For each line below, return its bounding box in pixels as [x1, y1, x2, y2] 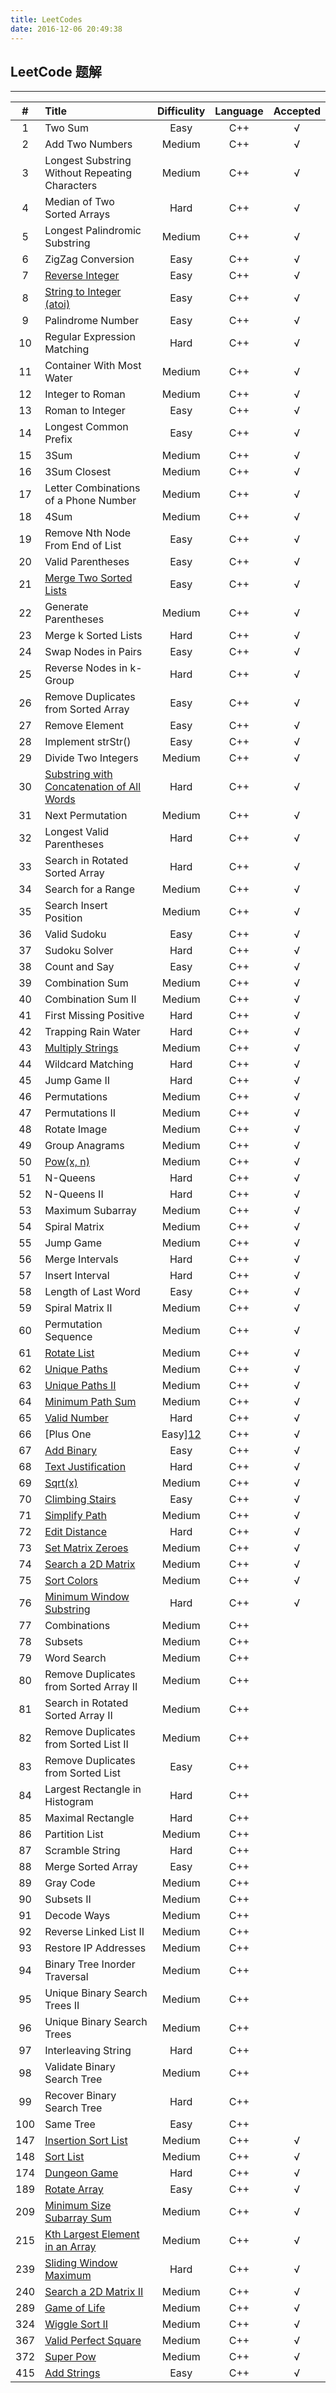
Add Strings [44, 2366, 101, 2380]
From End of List [44, 539, 122, 553]
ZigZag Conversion [44, 252, 135, 266]
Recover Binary [44, 2089, 117, 2103]
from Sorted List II [44, 1737, 129, 1751]
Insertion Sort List [44, 2134, 128, 2148]
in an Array [44, 2240, 97, 2254]
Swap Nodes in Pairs [44, 645, 143, 659]
